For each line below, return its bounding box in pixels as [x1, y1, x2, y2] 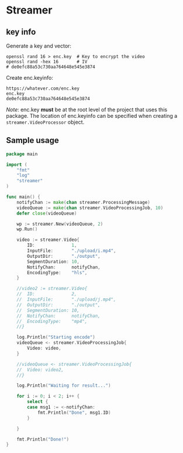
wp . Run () [16, 226, 38, 232]
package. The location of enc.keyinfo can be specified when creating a [6, 113, 178, 119]
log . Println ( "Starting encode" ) [16, 335, 95, 340]
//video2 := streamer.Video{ [16, 285, 88, 292]
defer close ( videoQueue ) [16, 210, 77, 216]
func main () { [6, 194, 41, 200]
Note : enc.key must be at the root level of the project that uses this [6, 106, 168, 113]
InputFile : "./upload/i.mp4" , [27, 248, 116, 254]
